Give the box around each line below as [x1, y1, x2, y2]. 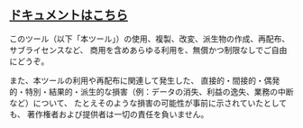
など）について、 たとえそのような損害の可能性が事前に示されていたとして [9, 97, 287, 108]
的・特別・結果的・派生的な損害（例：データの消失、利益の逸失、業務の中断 [9, 86, 294, 96]
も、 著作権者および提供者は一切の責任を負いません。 [9, 108, 209, 119]
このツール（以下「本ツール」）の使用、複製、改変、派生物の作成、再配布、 [9, 33, 290, 44]
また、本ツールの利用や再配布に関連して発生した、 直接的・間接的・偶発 [9, 75, 280, 86]
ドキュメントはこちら [9, 7, 128, 23]
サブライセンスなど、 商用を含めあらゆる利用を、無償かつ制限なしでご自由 [9, 44, 288, 55]
